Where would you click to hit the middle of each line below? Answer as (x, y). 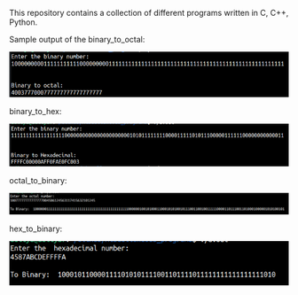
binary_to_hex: (35, 112)
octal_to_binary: (38, 180)
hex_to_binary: (36, 229)
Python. (24, 22)
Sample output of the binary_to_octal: (77, 39)
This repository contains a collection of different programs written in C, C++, (149, 13)
